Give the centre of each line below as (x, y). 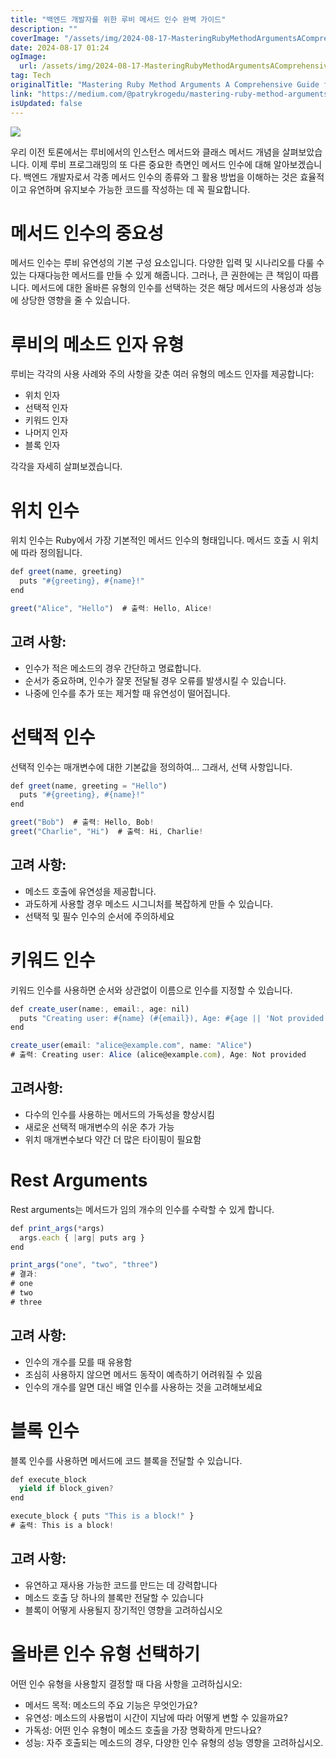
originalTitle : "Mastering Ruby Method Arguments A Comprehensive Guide (165, 85)
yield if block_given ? (66, 1489)
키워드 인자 (46, 420)
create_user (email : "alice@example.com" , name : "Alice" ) (131, 1046)
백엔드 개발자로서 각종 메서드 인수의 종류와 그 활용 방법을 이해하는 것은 (160, 177)
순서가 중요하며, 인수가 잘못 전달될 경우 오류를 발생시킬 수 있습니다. (155, 680)
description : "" (44, 29)
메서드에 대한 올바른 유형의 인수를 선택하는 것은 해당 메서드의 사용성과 (167, 288)
